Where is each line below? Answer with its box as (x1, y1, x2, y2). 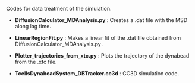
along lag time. (14, 23, 52, 30)
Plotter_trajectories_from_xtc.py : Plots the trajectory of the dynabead (14, 52, 190, 59)
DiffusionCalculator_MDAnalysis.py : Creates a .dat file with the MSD (14, 17, 188, 23)
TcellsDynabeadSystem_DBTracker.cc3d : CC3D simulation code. (14, 70, 180, 76)
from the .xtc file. (14, 59, 58, 65)
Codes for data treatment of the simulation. (6, 5, 112, 12)
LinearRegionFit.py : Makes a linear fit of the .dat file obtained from (14, 34, 181, 41)
